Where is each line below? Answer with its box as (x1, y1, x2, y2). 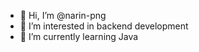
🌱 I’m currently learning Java (19, 31, 139, 42)
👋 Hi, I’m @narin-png (19, 10, 107, 21)
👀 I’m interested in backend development (19, 20, 189, 32)
